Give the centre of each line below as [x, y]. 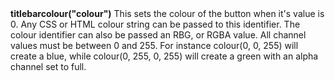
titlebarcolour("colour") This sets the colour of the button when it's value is [167, 14]
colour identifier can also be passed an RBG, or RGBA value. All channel [158, 35]
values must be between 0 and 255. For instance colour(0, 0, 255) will [154, 46]
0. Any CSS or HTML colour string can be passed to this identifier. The [155, 24]
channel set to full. [48, 67]
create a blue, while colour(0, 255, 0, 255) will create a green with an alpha [164, 56]
